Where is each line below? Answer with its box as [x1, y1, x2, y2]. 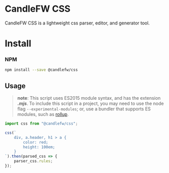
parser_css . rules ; [14, 159, 53, 164]
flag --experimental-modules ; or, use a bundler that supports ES [17, 106, 151, 112]
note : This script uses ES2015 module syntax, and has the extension [17, 95, 161, 101]
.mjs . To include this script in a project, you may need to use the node [17, 100, 164, 107]
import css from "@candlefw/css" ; [5, 121, 78, 126]
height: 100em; [23, 145, 55, 150]
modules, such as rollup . [17, 111, 69, 118]
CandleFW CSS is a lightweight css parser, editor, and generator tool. [5, 20, 150, 26]
